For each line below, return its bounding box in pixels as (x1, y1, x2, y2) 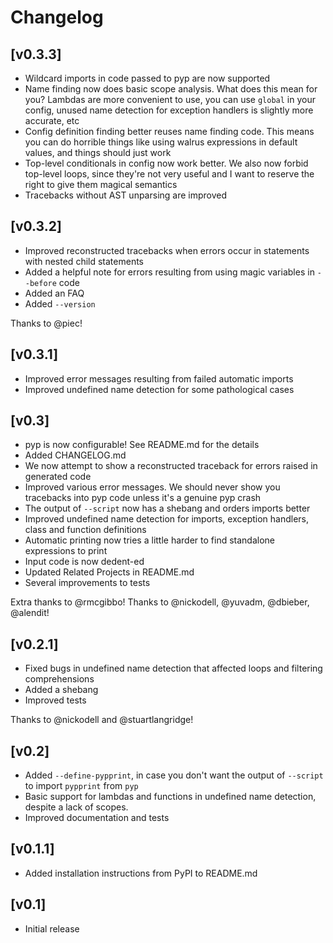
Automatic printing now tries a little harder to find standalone (24, 534, 275, 546)
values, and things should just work (24, 147, 172, 158)
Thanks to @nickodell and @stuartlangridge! (10, 714, 194, 726)
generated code (24, 471, 92, 483)
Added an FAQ (24, 287, 85, 299)
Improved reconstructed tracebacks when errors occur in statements (24, 244, 310, 256)
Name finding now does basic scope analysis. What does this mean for (24, 83, 318, 95)
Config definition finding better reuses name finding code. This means (24, 126, 315, 137)
